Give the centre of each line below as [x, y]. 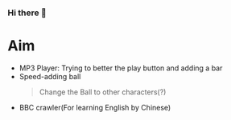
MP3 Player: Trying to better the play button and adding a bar [121, 68]
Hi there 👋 [27, 13]
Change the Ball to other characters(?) [103, 92]
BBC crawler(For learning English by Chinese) [95, 107]
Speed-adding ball [50, 76]
